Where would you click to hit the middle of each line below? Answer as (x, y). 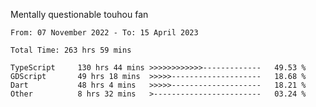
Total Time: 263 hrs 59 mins (71, 50)
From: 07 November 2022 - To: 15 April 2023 (104, 33)
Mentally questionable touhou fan (79, 14)
